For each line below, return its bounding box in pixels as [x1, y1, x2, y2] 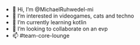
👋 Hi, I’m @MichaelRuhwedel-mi [12, 6, 94, 13]
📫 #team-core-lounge [12, 32, 70, 39]
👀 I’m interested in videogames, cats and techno [12, 12, 134, 19]
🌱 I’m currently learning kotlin [12, 19, 87, 26]
